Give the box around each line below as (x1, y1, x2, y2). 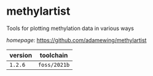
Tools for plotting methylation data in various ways (6, 25, 134, 32)
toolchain (39, 51, 68, 59)
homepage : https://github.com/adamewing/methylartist (6, 36, 147, 44)
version (9, 51, 33, 59)
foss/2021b (37, 61, 70, 68)
